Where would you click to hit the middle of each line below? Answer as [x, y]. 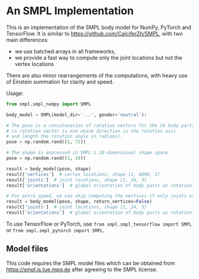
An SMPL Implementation [70, 11]
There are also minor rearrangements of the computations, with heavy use [97, 75]
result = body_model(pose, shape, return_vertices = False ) [79, 202]
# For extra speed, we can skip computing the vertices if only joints [96, 196]
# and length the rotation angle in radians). [65, 137]
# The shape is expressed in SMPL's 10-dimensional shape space [87, 153]
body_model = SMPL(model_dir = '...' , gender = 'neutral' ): [76, 115]
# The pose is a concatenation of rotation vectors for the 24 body [92, 126]
